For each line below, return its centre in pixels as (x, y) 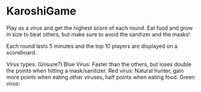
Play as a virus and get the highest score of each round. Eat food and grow (100, 28)
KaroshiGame (41, 11)
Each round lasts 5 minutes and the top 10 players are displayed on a (92, 46)
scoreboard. (21, 52)
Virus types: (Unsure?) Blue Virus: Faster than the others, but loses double (99, 64)
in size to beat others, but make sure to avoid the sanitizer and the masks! (98, 34)
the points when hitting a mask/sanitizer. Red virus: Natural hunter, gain (95, 70)
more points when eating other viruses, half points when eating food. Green (100, 77)
